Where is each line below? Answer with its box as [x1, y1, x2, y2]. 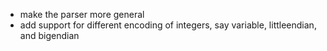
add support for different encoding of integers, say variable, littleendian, [19, 19, 317, 31]
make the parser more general [19, 9, 145, 20]
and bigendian [19, 30, 80, 41]
